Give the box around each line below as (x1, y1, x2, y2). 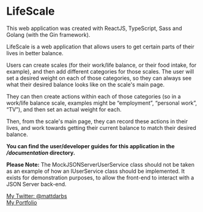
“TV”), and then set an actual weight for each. (6, 105, 122, 113)
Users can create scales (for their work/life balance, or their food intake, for (6, 61, 197, 69)
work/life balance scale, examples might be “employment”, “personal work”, (6, 99, 197, 107)
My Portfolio (6, 199, 37, 206)
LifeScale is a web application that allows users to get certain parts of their (6, 43, 194, 50)
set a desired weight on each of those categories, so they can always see (6, 74, 192, 81)
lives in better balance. (6, 49, 64, 56)
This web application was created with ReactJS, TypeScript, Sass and (6, 25, 182, 32)
